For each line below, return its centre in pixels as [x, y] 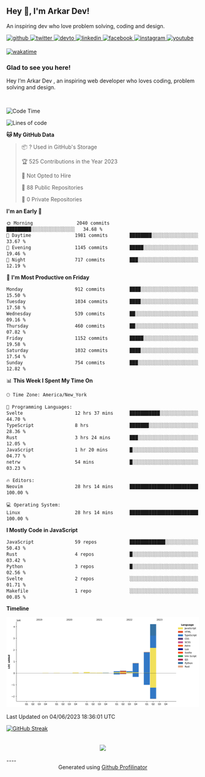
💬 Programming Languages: [39, 407]
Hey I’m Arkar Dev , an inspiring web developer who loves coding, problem [100, 81]
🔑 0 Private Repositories [52, 199]
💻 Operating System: [34, 505]
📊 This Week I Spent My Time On [50, 381]
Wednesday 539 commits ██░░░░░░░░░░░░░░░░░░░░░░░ [102, 314]
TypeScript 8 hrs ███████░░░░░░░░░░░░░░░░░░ [102, 426]
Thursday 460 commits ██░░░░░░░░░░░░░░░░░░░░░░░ [102, 326]
